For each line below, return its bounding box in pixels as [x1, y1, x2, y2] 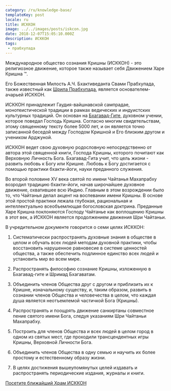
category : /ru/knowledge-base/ [5, 7, 72, 13]
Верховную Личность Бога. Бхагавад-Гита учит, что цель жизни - [5, 155, 149, 161]
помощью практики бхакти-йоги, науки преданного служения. [5, 166, 143, 172]
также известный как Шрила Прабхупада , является [5, 86, 118, 92]
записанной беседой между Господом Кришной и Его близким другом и [5, 129, 165, 135]
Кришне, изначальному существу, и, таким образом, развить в [12, 286, 152, 292]
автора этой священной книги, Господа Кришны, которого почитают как [5, 149, 164, 155]
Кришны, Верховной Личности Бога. [12, 339, 93, 345]
